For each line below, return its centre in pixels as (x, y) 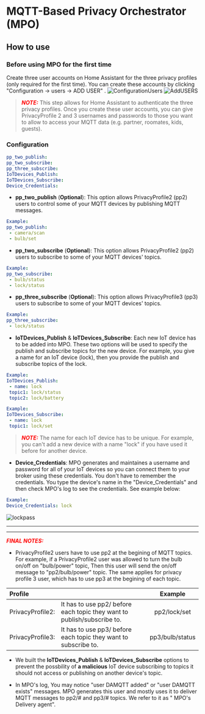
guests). (32, 128)
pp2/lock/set (172, 612)
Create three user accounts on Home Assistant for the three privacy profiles (102, 77)
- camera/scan (27, 233)
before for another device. (54, 450)
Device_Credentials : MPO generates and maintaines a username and (103, 462)
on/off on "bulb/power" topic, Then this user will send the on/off (96, 566)
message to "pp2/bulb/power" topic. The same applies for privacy (98, 572)
